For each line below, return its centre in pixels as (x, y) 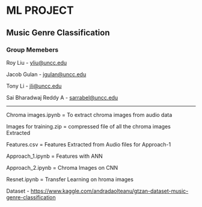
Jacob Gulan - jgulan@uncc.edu (46, 74)
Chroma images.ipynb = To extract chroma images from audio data (89, 115)
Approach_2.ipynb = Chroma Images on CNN (62, 167)
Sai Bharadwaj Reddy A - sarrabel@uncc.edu (62, 97)
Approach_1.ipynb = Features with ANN (55, 156)
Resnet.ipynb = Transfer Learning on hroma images (70, 179)
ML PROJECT (40, 10)
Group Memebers (32, 50)
